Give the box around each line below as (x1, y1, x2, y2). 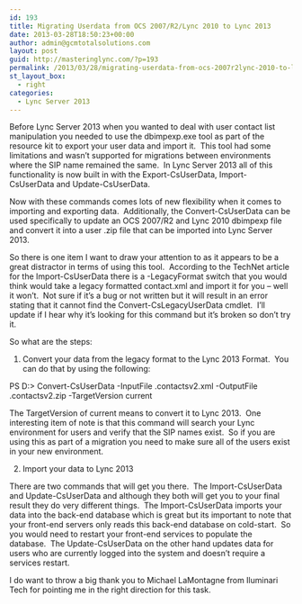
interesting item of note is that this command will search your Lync (9, 418, 255, 428)
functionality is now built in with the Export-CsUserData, (9, 169, 218, 180)
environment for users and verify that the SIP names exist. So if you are (9, 427, 276, 437)
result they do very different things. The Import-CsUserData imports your (9, 500, 282, 511)
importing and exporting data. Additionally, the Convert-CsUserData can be (9, 206, 290, 217)
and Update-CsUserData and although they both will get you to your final (9, 491, 280, 501)
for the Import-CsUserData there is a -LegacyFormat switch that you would (9, 271, 288, 282)
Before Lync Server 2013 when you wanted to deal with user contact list (9, 122, 276, 132)
